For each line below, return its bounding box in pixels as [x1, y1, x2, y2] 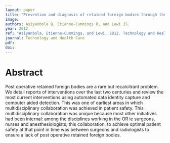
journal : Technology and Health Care [5, 36, 85, 41]
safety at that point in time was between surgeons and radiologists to [5, 126, 149, 132]
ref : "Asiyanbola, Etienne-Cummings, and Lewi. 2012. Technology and [5, 31, 155, 36]
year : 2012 [5, 26, 28, 31]
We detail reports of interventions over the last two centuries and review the [5, 89, 164, 95]
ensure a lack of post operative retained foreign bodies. [5, 132, 121, 138]
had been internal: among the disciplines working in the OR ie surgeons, [5, 116, 155, 122]
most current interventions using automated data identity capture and [5, 94, 150, 100]
